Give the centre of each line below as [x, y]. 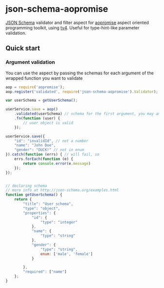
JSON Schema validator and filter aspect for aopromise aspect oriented [77, 22]
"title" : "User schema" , [48, 204]
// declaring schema [27, 186]
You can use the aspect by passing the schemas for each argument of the [80, 73]
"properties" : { [39, 213]
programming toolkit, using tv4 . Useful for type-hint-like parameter [73, 27]
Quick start [23, 48]
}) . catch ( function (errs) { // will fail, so [52, 155]
